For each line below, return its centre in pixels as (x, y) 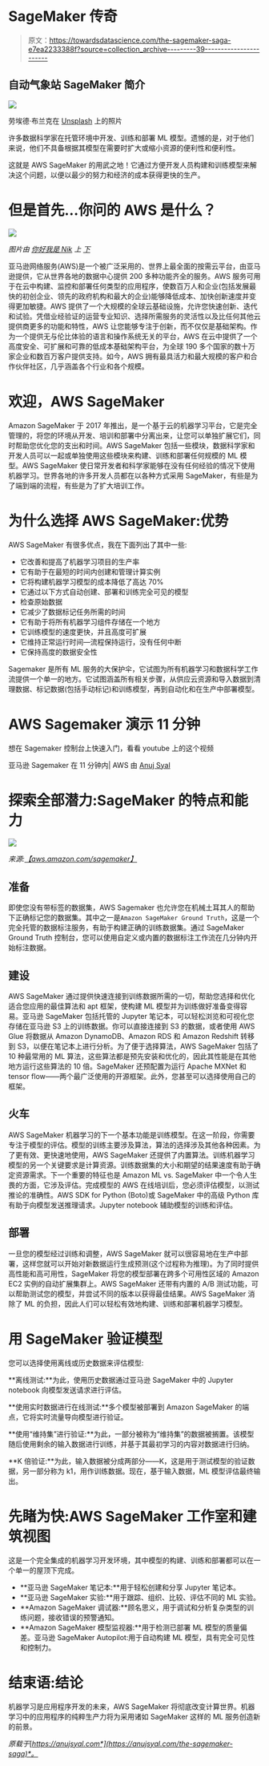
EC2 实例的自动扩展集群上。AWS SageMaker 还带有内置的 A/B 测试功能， (130, 1283)
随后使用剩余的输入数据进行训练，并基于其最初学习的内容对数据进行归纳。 (131, 1444)
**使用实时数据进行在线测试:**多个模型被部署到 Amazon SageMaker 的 (125, 1407)
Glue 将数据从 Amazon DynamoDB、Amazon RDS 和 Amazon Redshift (123, 1037)
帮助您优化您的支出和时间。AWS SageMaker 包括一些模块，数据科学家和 (135, 445)
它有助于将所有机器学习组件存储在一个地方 (90, 621)
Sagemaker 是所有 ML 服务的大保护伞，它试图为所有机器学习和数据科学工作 (133, 669)
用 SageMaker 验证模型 (86, 1339)
